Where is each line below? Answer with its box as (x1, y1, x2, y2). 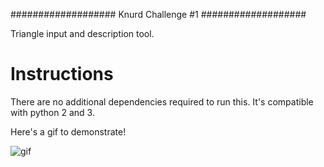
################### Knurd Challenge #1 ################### (10, 9, 307, 20)
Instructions (10, 63, 114, 86)
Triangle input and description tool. (10, 28, 155, 39)
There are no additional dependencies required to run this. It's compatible (10, 95, 314, 108)
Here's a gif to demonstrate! (10, 125, 127, 138)
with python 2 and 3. (10, 106, 95, 118)
